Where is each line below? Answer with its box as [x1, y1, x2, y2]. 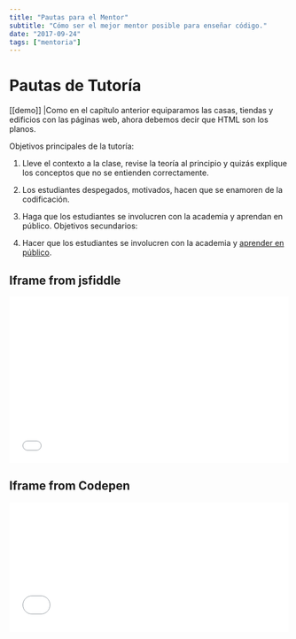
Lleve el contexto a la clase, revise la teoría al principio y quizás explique [21, 158, 288, 169]
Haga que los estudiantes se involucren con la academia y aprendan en [21, 212, 284, 222]
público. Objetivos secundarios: [21, 220, 138, 231]
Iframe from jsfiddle [9, 273, 121, 288]
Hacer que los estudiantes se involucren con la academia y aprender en [21, 238, 284, 249]
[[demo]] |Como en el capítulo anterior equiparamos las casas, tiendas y [9, 105, 274, 116]
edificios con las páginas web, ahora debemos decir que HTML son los [9, 114, 269, 125]
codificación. [21, 194, 70, 204]
